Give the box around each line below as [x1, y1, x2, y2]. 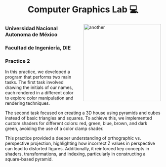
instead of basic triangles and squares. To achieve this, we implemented [5, 115, 152, 121]
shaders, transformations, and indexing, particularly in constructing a [5, 151, 146, 157]
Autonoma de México [5, 31, 58, 38]
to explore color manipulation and [5, 95, 74, 101]
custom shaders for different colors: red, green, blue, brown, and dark [5, 121, 148, 126]
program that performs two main [5, 74, 72, 80]
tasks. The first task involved [5, 80, 64, 85]
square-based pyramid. [5, 156, 53, 162]
